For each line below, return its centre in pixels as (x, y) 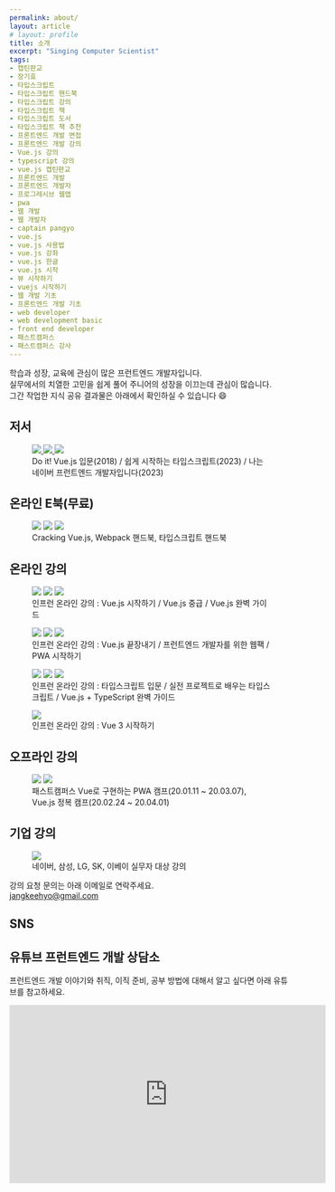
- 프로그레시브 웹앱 (41, 195)
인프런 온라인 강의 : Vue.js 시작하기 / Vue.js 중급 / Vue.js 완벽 (141, 604)
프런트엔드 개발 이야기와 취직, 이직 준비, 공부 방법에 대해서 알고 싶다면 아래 (140, 981)
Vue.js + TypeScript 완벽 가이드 (118, 697)
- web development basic (56, 321)
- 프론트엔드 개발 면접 (46, 136)
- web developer (40, 312)
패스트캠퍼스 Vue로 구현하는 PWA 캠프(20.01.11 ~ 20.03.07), (139, 791)
